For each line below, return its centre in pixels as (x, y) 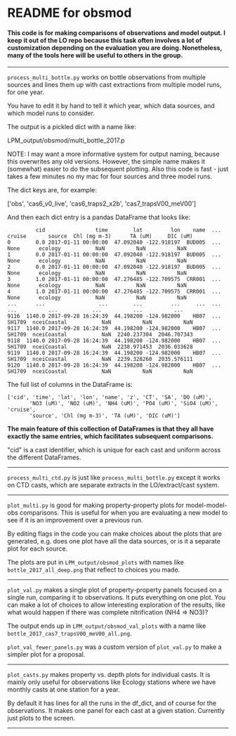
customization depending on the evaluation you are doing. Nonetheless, (115, 48)
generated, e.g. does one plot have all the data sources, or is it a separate (114, 541)
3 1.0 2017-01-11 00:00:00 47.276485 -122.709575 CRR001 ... (114, 280)
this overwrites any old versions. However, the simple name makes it (106, 162)
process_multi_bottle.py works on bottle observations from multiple (106, 77)
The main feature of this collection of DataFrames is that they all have (111, 429)
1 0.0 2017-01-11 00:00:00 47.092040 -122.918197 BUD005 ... (114, 255)
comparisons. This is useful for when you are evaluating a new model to (124, 513)
